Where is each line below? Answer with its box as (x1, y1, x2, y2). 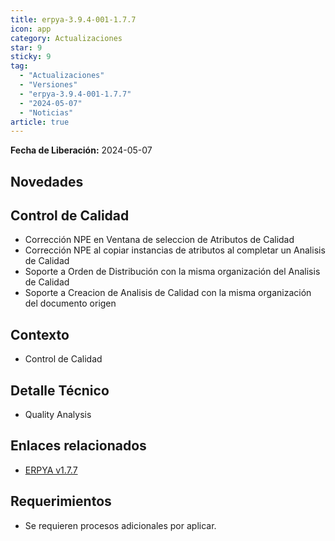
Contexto (10, 326, 70, 343)
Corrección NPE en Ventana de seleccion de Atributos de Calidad (24, 234, 295, 246)
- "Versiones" (19, 80, 78, 90)
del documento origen (24, 297, 117, 310)
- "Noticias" (19, 107, 74, 118)
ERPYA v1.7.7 (24, 464, 78, 476)
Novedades (10, 173, 84, 190)
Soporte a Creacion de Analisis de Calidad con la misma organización (24, 287, 312, 299)
